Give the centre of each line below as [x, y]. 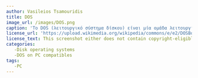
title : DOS [19, 17]
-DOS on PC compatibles [43, 55]
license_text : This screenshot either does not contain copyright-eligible [101, 39]
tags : [13, 60]
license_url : [22, 33]
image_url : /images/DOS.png [41, 22]
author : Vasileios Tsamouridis [44, 11]
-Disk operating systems [44, 50]
